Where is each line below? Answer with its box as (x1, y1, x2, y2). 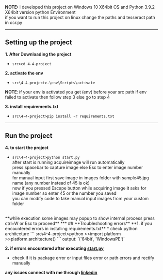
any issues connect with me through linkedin (5, 269, 98, 275)
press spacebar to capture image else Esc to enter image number (12, 164, 143, 170)
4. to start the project (5, 145, 49, 150)
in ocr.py (5, 19, 23, 25)
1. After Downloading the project (5, 51, 72, 57)
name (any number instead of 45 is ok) (12, 180, 90, 186)
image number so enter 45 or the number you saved (12, 190, 116, 196)
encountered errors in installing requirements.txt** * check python (5, 225, 138, 231)
